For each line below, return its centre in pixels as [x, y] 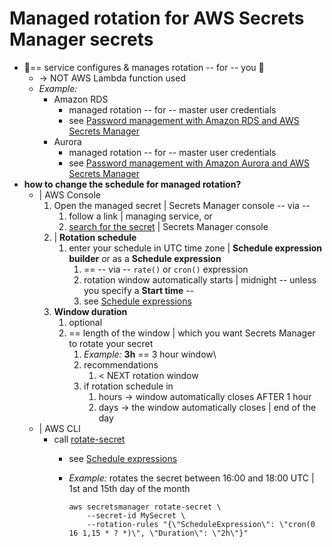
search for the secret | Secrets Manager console [168, 226]
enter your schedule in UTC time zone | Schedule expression [195, 248]
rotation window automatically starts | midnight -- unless [200, 279]
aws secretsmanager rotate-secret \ [145, 507]
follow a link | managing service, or [140, 216]
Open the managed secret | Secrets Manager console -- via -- [182, 205]
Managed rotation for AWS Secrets [157, 18]
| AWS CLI [59, 428]
